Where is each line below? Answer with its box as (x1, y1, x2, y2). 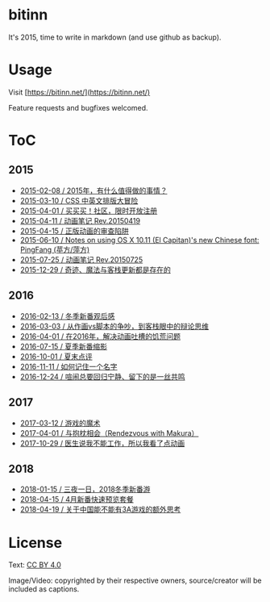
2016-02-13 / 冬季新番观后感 (19, 311, 115, 320)
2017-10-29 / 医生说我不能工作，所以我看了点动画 (19, 438, 185, 448)
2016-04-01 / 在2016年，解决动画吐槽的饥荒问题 (19, 331, 181, 341)
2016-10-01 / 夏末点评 (19, 351, 93, 361)
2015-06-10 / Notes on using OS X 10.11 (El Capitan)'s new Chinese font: (19, 235, 260, 245)
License (8, 533, 63, 552)
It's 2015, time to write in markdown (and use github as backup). (8, 32, 222, 42)
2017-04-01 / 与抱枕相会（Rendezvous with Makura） (19, 428, 199, 437)
